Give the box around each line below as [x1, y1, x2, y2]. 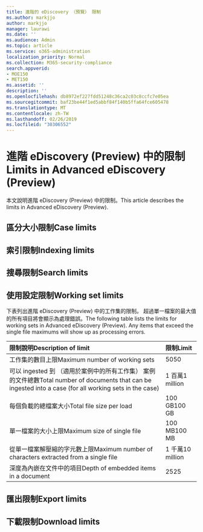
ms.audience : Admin [6, 37, 56, 43]
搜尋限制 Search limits [6, 268, 89, 278]
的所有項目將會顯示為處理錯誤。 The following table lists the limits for [6, 315, 177, 322]
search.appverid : [6, 65, 50, 72]
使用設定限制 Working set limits [6, 290, 124, 300]
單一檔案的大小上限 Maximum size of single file [9, 427, 141, 436]
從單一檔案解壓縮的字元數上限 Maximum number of [9, 445, 153, 454]
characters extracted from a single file [9, 453, 118, 462]
